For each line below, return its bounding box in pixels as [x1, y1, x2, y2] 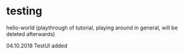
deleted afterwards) [6, 30, 55, 37]
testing [6, 4, 43, 18]
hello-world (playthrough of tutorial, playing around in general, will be [6, 24, 179, 31]
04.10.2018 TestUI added [6, 42, 68, 49]
